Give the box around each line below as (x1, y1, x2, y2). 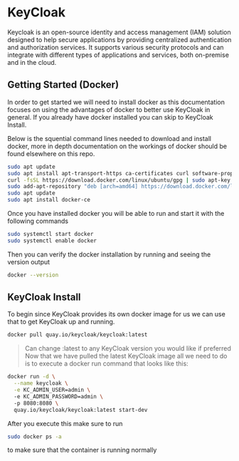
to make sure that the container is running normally (7, 446, 157, 455)
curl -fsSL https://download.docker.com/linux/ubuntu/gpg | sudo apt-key (7, 176, 231, 184)
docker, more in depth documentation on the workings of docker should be (7, 142, 228, 150)
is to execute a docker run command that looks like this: (24, 359, 188, 368)
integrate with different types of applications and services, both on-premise (7, 51, 230, 59)
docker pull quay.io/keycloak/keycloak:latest (7, 331, 148, 338)
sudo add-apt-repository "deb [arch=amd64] (7, 183, 139, 190)
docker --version (7, 271, 59, 279)
